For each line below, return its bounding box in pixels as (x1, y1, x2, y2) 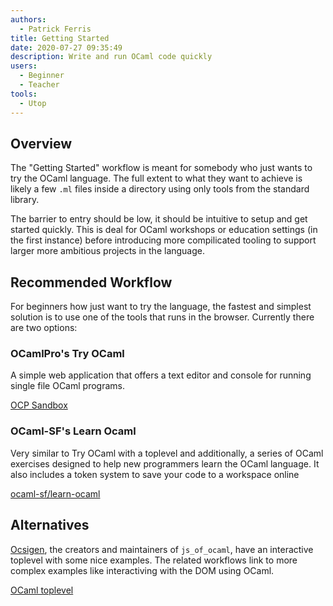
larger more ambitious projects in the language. (10, 245, 206, 257)
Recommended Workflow (10, 274, 173, 291)
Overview (10, 135, 73, 152)
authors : (10, 14, 47, 25)
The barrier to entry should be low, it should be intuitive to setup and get (10, 213, 308, 225)
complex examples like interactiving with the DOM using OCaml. (10, 564, 275, 576)
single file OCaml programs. (10, 380, 125, 392)
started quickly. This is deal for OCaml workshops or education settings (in (10, 224, 318, 236)
